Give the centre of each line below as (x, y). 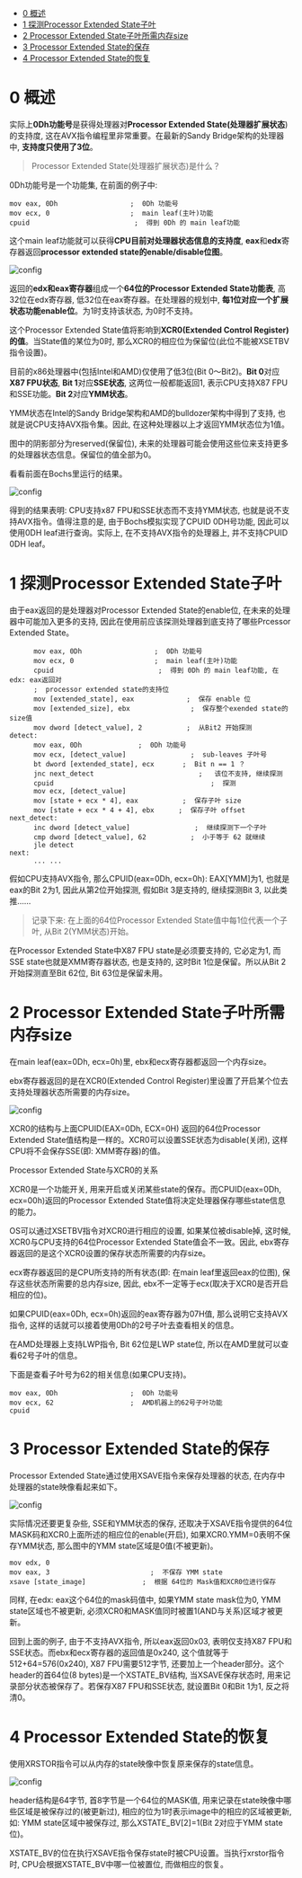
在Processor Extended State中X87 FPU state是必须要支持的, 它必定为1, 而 (145, 950)
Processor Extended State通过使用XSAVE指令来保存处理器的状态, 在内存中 (147, 1475)
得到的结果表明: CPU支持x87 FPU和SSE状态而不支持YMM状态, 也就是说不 (146, 509)
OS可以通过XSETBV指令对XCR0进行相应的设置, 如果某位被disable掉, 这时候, (150, 1230)
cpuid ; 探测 (134, 783)
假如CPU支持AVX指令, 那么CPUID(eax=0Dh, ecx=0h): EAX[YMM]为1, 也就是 (150, 878)
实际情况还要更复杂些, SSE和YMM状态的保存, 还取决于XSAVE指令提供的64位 (151, 1523)
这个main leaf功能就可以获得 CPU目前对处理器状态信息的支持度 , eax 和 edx (146, 240)
